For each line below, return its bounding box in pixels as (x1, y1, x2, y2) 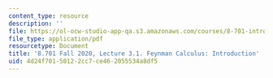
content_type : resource (8, 11, 89, 20)
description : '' (8, 19, 63, 28)
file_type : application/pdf (8, 34, 104, 43)
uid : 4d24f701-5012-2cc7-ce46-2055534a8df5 (8, 58, 158, 66)
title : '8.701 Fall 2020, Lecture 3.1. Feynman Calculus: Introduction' (8, 50, 260, 58)
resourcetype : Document (8, 42, 89, 50)
